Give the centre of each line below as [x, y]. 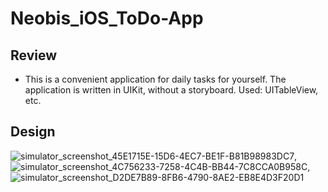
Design [33, 132]
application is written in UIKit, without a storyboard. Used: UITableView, [171, 90]
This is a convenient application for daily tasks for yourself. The [155, 79]
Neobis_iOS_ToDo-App [107, 18]
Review [34, 55]
